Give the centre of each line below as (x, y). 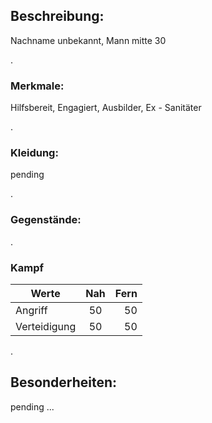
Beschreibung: (57, 16)
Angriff (31, 310)
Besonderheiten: (64, 382)
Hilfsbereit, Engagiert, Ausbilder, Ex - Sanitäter (106, 108)
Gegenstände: (46, 220)
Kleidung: (34, 153)
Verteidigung (46, 326)
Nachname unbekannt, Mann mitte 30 (88, 40)
